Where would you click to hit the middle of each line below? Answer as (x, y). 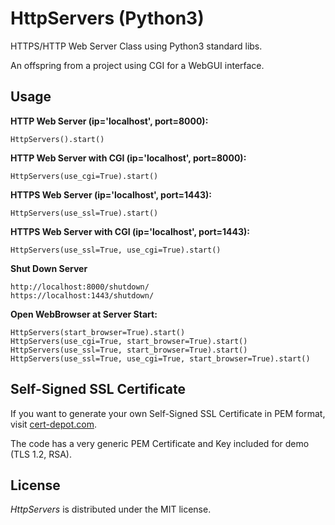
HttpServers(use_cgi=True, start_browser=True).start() (129, 341)
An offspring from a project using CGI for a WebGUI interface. (137, 65)
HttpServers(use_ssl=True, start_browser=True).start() (129, 350)
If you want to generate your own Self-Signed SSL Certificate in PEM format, (168, 413)
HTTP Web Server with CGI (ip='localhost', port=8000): (128, 158)
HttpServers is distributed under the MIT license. (111, 509)
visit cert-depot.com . (53, 424)
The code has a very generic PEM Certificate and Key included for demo (160, 443)
